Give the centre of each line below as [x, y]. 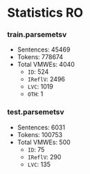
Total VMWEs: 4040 [46, 65]
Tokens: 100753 [40, 134]
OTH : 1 [35, 94]
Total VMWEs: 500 [44, 142]
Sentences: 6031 [41, 127]
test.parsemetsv [36, 112]
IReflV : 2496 [46, 79]
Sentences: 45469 [44, 49]
